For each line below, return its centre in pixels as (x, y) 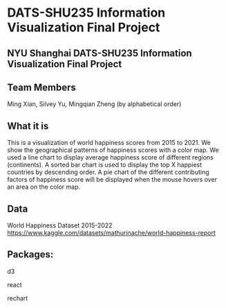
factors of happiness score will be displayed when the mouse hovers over (112, 180)
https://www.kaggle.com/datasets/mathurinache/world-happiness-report (112, 233)
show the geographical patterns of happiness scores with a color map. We (113, 150)
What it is (28, 126)
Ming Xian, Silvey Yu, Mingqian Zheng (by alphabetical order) (94, 104)
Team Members (41, 87)
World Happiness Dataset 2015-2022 (60, 225)
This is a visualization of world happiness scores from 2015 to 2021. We (109, 143)
